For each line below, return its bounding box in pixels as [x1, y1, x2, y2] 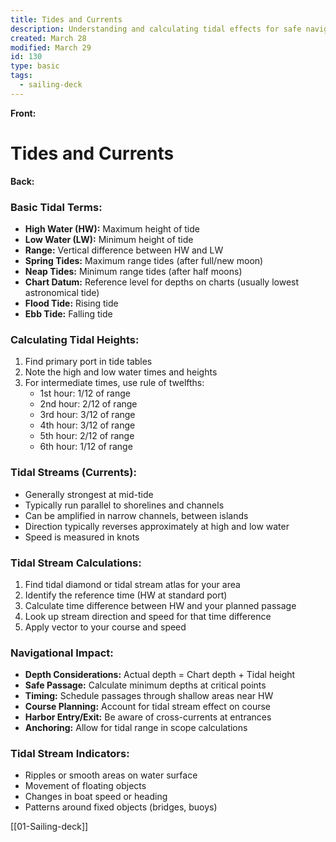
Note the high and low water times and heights [24, 366, 218, 378]
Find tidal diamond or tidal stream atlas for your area [24, 578, 241, 590]
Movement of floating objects [24, 780, 147, 792]
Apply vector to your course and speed [24, 621, 187, 633]
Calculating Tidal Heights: [10, 332, 140, 346]
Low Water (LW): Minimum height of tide [24, 233, 194, 245]
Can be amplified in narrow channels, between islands [24, 509, 249, 521]
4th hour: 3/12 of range [39, 419, 136, 431]
